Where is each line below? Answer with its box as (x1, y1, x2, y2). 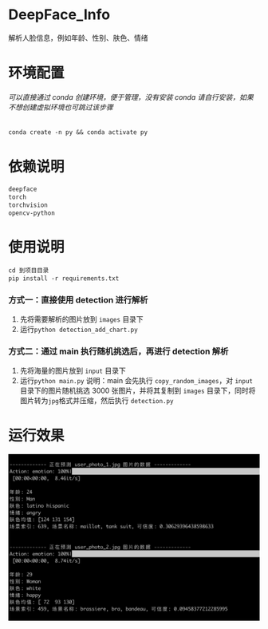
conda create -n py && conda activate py (8, 129, 148, 136)
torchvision (8, 201, 48, 209)
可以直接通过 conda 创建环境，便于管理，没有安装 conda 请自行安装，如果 (8, 92, 254, 101)
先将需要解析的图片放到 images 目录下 (19, 314, 144, 324)
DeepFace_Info (8, 6, 110, 24)
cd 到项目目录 (8, 267, 49, 275)
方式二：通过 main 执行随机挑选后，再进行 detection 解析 (8, 346, 229, 357)
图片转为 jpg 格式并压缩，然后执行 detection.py (19, 395, 174, 405)
